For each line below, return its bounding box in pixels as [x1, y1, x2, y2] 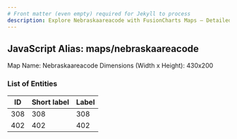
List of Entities [7, 79, 58, 88]
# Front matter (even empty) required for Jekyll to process [7, 10, 191, 18]
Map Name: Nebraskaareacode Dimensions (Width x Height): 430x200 [7, 61, 214, 70]
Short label [31, 97, 69, 107]
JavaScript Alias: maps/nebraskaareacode [7, 43, 200, 55]
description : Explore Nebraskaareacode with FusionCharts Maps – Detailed [7, 17, 232, 24]
